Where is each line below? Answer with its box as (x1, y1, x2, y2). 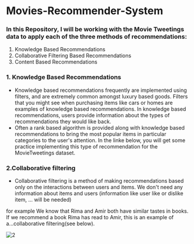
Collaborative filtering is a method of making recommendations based (14, 177, 184, 184)
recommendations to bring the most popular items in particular (14, 130, 166, 137)
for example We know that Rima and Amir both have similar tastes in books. (6, 207, 189, 215)
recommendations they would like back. (14, 118, 112, 125)
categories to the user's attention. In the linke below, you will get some (14, 137, 186, 144)
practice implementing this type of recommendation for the (14, 143, 158, 150)
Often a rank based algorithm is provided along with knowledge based (14, 124, 185, 131)
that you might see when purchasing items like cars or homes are (14, 99, 173, 106)
